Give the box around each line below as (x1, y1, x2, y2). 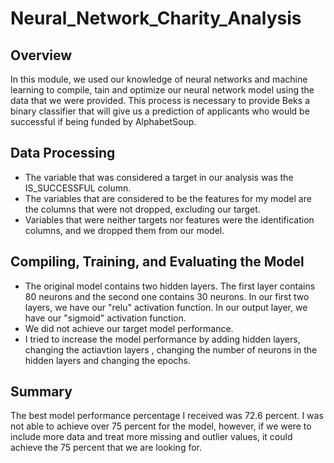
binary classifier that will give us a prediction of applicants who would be (10, 105, 310, 117)
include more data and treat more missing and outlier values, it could (10, 431, 293, 443)
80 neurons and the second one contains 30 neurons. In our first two (24, 290, 310, 302)
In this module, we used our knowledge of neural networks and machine (10, 73, 308, 85)
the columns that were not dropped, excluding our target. (24, 203, 261, 215)
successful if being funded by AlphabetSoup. (10, 116, 197, 127)
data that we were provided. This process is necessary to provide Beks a (10, 95, 310, 106)
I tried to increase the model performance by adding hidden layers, (24, 333, 301, 345)
